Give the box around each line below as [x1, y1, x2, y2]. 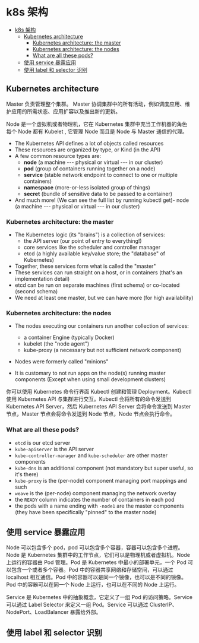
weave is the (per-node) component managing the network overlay [14, 489, 176, 496]
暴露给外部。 [70, 609, 102, 616]
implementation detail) [14, 275, 70, 283]
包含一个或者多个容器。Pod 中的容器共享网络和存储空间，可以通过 [11, 566, 173, 574]
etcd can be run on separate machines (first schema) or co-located [14, 281, 180, 289]
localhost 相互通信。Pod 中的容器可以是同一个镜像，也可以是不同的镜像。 [6, 574, 187, 581]
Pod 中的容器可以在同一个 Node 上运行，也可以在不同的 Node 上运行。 [6, 581, 180, 588]
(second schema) [14, 288, 58, 295]
